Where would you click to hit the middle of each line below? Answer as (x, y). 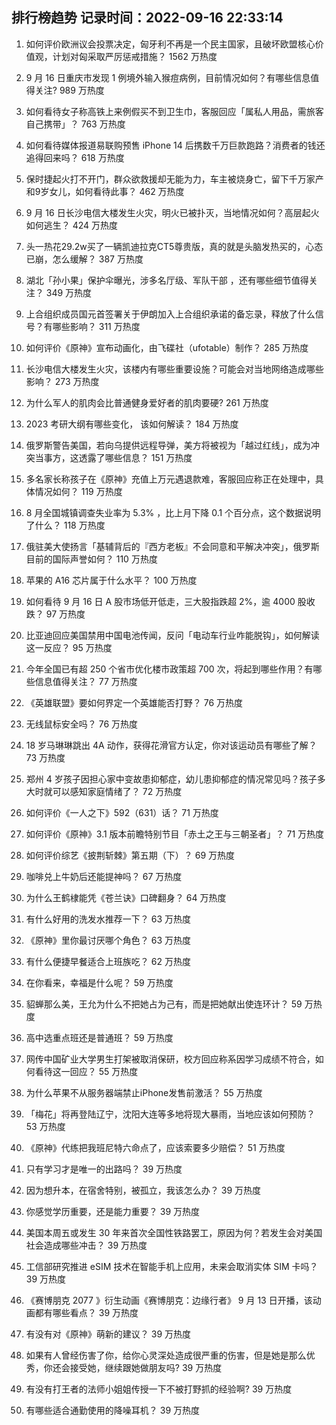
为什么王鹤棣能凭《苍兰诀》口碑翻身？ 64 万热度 (126, 897)
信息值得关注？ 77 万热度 (86, 681)
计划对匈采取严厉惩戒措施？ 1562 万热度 (135, 56)
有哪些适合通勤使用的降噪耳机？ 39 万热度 (112, 1410)
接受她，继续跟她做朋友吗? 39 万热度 (146, 1367)
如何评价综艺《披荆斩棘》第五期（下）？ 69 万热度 (130, 855)
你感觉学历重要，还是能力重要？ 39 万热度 (112, 1211)
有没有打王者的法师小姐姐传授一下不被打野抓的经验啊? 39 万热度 (159, 1389)
